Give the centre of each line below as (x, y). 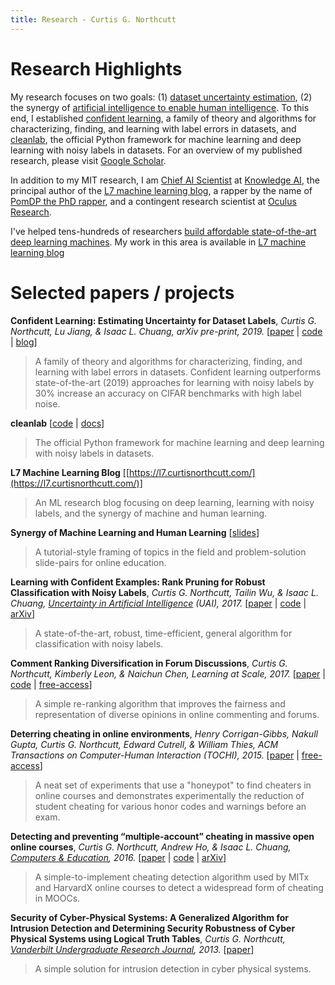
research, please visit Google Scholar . (88, 160)
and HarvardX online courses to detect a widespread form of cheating (179, 887)
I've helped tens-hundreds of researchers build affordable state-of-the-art (163, 231)
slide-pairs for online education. (100, 562)
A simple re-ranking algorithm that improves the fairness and (160, 703)
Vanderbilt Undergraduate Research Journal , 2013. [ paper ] (132, 949)
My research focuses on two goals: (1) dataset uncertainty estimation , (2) (161, 97)
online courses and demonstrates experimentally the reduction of (169, 795)
